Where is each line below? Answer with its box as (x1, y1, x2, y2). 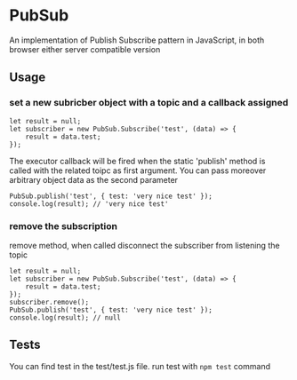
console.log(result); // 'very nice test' (9, 199, 169, 209)
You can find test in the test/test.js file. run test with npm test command (9, 360, 271, 371)
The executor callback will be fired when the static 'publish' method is (9, 155, 266, 166)
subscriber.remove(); (9, 297, 90, 306)
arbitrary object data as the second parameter (9, 174, 179, 185)
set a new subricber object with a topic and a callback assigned (9, 97, 289, 109)
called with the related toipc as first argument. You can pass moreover (9, 165, 267, 176)
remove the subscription (9, 219, 118, 232)
